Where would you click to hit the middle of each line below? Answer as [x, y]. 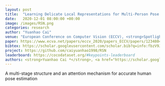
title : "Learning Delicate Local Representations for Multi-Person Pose [82, 14]
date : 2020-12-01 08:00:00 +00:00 [42, 19]
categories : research [27, 28]
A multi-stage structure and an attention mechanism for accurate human [78, 73]
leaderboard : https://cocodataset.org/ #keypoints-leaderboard [70, 55]
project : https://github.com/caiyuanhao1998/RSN [56, 50]
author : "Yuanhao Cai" [28, 32]
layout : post [18, 10]
